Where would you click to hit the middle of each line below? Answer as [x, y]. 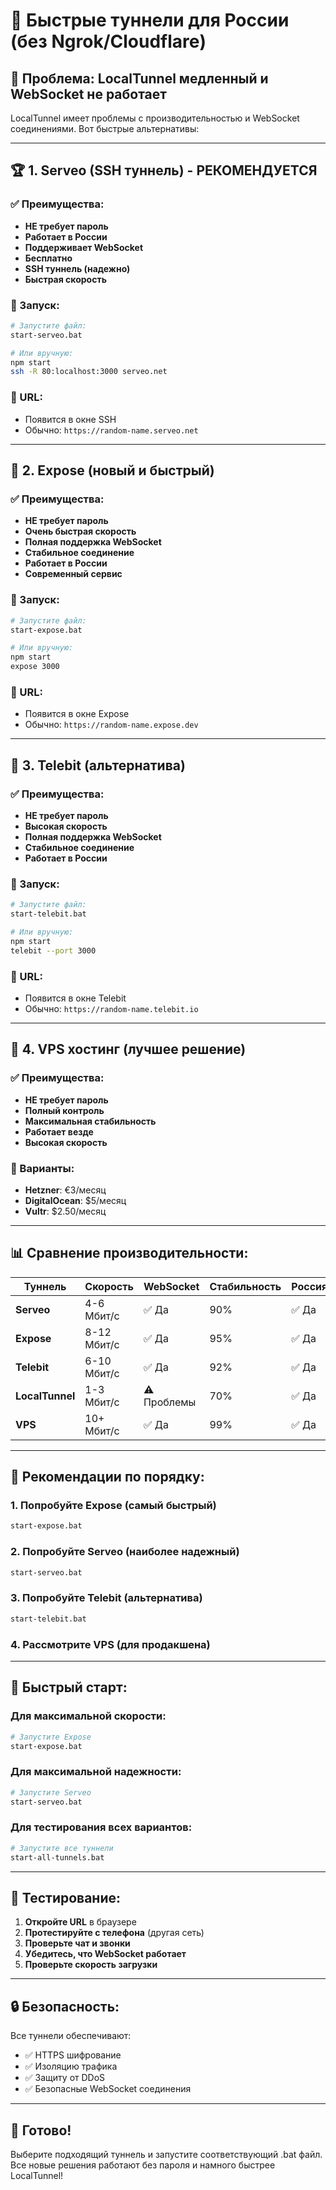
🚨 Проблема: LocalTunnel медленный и [139, 78]
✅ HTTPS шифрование [73, 2055]
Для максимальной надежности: [96, 1772]
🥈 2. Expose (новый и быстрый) [112, 470]
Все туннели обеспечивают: [71, 2036]
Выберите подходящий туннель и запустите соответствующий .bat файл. [166, 2154]
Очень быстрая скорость [80, 531]
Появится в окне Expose [77, 714]
